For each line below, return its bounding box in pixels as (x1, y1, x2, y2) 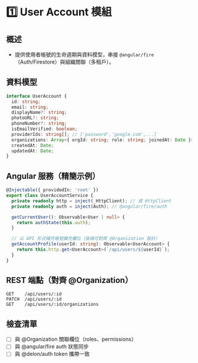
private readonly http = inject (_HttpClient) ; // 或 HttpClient (11, 198, 172, 204)
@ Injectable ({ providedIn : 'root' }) (6, 187, 99, 193)
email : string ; (11, 104, 49, 110)
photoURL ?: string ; (11, 115, 60, 121)
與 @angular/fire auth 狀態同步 (14, 343, 89, 350)
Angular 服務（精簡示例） (6, 171, 100, 181)
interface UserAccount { (6, 93, 67, 99)
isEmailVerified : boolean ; (11, 126, 78, 132)
